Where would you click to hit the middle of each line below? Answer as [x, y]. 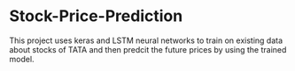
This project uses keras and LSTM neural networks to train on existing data [146, 40]
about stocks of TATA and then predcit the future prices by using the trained [148, 49]
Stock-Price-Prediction [96, 16]
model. [22, 59]
